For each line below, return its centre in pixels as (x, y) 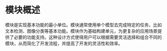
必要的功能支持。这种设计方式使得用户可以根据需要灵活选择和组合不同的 (88, 37)
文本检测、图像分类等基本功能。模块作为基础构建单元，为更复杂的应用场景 (81, 31)
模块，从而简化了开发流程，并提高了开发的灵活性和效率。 (64, 43)
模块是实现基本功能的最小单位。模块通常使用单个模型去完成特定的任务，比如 (83, 25)
